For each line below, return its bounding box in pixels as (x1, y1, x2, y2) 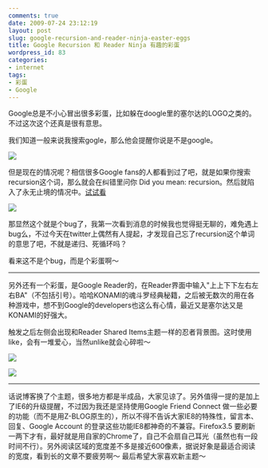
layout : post (8, 26, 52, 34)
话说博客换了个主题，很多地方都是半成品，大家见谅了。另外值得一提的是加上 (8, 391, 260, 401)
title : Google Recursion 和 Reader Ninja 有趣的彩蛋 (8, 41, 180, 49)
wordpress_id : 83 (8, 49, 66, 57)
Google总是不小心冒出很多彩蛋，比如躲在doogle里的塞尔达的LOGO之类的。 (8, 108, 257, 118)
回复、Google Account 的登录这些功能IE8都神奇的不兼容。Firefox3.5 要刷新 (8, 422, 256, 431)
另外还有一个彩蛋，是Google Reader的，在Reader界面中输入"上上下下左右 (8, 281, 252, 290)
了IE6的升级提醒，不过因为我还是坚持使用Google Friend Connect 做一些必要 (8, 402, 258, 411)
